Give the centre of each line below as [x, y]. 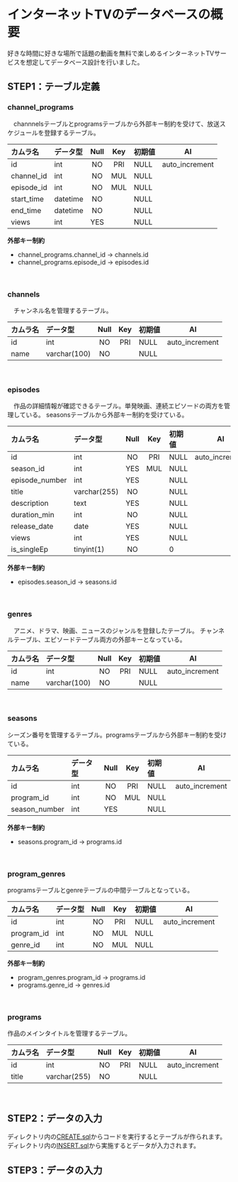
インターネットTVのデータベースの [109, 15]
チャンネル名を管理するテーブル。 [63, 310]
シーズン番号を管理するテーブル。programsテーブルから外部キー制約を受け [117, 734]
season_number [38, 809]
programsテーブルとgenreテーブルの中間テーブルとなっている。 [100, 890]
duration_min [33, 515]
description [30, 503]
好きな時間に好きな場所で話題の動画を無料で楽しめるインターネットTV [111, 53]
